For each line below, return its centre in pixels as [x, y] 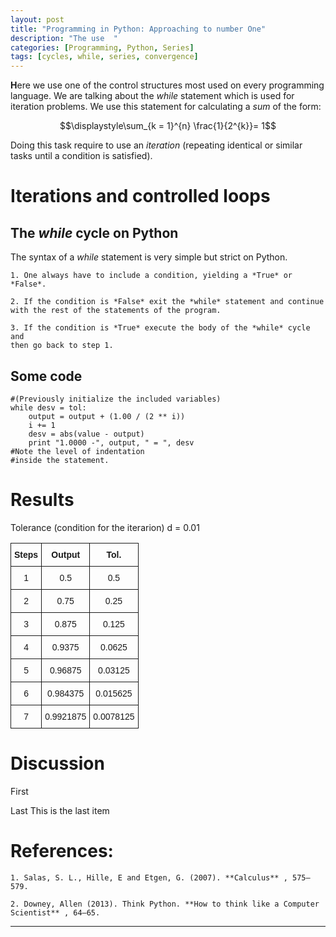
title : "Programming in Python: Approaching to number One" [138, 29]
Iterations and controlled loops [140, 196]
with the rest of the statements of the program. [116, 311]
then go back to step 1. [62, 346]
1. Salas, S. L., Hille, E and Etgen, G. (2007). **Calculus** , [149, 877]
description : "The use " [64, 38]
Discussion [57, 763]
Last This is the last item [60, 810]
